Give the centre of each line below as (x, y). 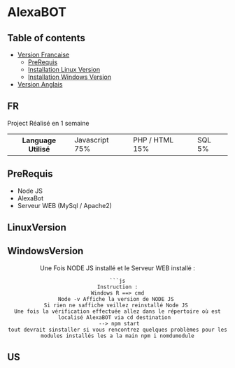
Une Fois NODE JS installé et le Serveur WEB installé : (117, 268)
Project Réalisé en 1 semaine (48, 123)
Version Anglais (40, 84)
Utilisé (39, 149)
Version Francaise (43, 54)
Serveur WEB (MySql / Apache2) (64, 205)
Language (39, 140)
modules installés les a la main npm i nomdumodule (117, 336)
